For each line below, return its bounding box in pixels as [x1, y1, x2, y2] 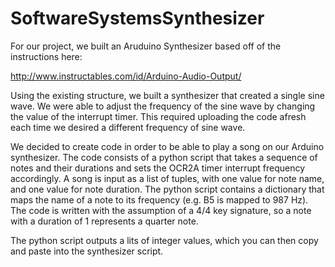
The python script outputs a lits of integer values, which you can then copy [10, 234, 319, 246]
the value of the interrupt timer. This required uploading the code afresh [10, 110, 307, 122]
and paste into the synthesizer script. [10, 245, 164, 257]
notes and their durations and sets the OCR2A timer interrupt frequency [10, 162, 306, 174]
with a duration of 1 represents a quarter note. [10, 215, 199, 227]
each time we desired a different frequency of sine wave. [10, 121, 246, 133]
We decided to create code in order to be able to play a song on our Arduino [10, 140, 325, 152]
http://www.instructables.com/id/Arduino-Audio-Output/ [10, 70, 242, 82]
